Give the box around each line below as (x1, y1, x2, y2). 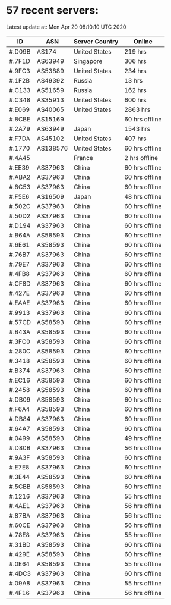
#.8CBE (9, 115, 31, 123)
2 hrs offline (124, 153, 159, 162)
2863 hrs (124, 105, 150, 114)
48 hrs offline (124, 192, 162, 200)
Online (133, 37, 153, 45)
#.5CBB (9, 482, 31, 491)
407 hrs (124, 134, 147, 143)
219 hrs (124, 47, 147, 55)
